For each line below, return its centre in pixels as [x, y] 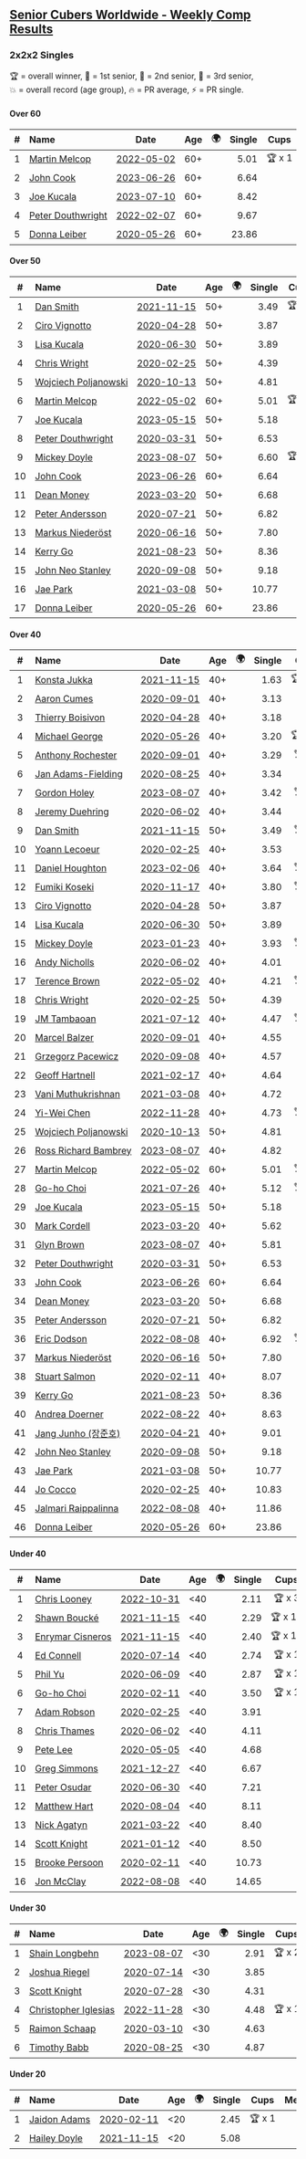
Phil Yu [50, 1674]
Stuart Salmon [65, 1376]
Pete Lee [54, 1750]
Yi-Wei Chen [63, 1113]
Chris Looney [64, 1599]
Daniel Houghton [71, 868]
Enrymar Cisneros [73, 1636]
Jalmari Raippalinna [77, 1508]
